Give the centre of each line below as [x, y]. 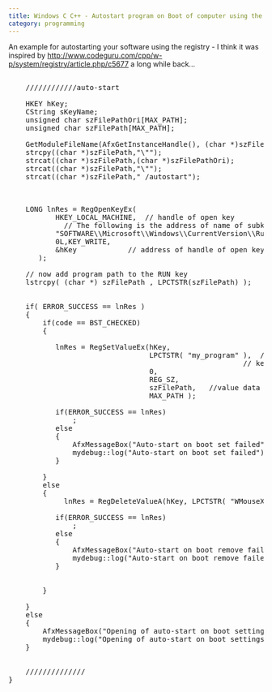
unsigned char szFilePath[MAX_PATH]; [100, 128]
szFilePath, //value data [205, 387]
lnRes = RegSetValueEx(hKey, [113, 347]
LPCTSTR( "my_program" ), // [209, 355]
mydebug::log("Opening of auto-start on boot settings [153, 639]
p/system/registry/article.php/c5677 [69, 64]
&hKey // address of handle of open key [160, 249]
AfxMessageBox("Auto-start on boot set [151, 444]
